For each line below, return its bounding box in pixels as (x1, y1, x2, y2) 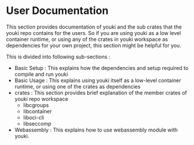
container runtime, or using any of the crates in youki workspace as (6, 36, 168, 43)
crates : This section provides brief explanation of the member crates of (14, 89, 188, 96)
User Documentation (6, 4, 109, 17)
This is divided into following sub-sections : (6, 53, 111, 60)
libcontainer (23, 108, 52, 115)
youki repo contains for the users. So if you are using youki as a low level (6, 29, 181, 36)
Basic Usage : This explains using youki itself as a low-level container (14, 77, 182, 84)
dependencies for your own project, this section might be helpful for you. (6, 42, 182, 49)
